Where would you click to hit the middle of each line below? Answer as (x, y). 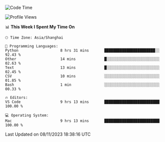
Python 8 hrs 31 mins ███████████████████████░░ (82, 50)
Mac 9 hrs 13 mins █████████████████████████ (82, 121)
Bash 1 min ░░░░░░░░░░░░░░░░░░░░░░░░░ (82, 85)
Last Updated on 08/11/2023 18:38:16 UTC (48, 134)
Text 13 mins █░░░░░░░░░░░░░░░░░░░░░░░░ (82, 68)
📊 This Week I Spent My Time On (40, 27)
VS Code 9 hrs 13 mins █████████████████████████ (82, 102)
